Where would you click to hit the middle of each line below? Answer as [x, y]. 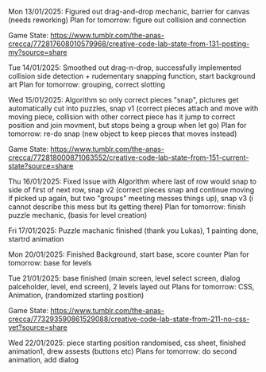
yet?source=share [38, 327]
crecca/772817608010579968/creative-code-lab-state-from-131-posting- [129, 44]
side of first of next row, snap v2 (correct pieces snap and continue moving [131, 190]
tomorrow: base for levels [50, 263]
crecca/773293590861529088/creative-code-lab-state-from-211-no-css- [129, 319]
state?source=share [41, 166]
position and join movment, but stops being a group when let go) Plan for [127, 125]
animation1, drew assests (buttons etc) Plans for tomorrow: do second [123, 351]
